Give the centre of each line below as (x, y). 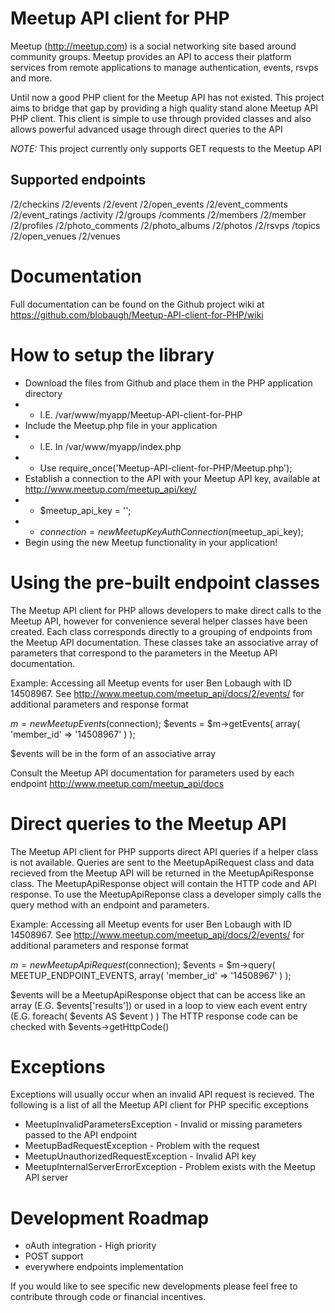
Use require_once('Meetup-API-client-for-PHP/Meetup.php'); (166, 468)
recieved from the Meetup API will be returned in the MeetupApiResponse (162, 873)
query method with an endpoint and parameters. (110, 904)
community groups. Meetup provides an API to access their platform (151, 56)
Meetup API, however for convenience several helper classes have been (159, 621)
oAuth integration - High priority (90, 1246)
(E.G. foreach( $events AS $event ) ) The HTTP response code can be (154, 1016)
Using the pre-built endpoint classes (165, 582)
